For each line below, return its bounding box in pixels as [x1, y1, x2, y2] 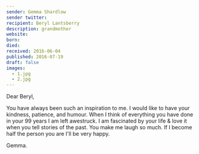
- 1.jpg [11, 71, 31, 77]
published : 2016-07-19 [6, 54, 64, 60]
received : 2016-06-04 [6, 48, 61, 54]
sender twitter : [6, 14, 47, 21]
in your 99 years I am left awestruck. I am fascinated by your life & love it [6, 117, 188, 124]
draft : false [6, 59, 39, 65]
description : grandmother [6, 25, 71, 32]
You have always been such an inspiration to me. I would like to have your [6, 104, 190, 112]
